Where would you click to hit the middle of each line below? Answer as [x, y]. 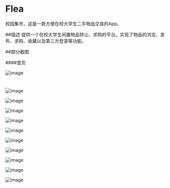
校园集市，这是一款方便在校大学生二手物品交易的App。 [63, 24]
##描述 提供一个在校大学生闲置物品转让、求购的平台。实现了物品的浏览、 [83, 34]
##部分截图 [17, 52]
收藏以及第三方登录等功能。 [57, 41]
